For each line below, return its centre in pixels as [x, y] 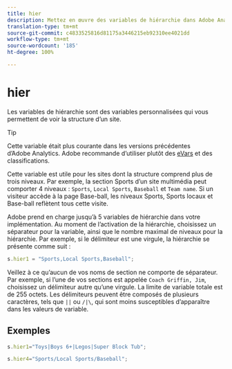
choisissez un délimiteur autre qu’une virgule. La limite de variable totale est [115, 287]
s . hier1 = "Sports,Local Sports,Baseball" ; [71, 259]
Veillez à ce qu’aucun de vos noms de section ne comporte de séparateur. [113, 272]
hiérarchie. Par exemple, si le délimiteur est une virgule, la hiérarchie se [108, 239]
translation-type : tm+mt [43, 26]
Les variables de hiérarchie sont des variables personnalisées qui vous [108, 111]
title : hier [24, 13]
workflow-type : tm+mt [38, 39]
